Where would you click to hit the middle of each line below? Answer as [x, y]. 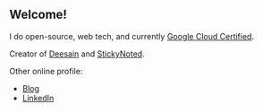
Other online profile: [46, 71]
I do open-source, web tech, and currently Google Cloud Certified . [132, 36]
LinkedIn [38, 98]
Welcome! [38, 15]
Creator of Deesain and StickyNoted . [77, 54]
